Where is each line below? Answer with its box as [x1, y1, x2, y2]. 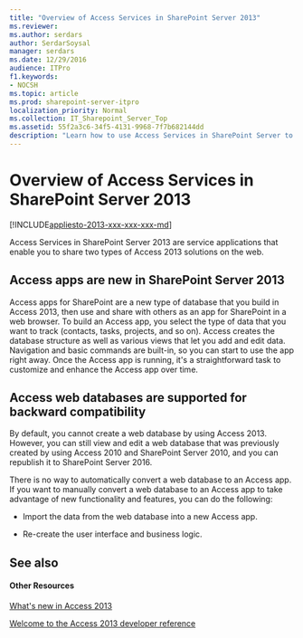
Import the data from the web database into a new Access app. [22, 511, 258, 522]
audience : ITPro [9, 64, 71, 73]
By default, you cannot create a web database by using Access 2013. [9, 428, 267, 439]
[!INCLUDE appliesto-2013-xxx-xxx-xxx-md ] [9, 219, 172, 230]
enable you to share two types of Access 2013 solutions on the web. [9, 246, 264, 257]
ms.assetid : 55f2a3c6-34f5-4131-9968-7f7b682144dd [9, 123, 204, 132]
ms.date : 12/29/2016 [9, 55, 88, 64]
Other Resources [9, 580, 75, 591]
